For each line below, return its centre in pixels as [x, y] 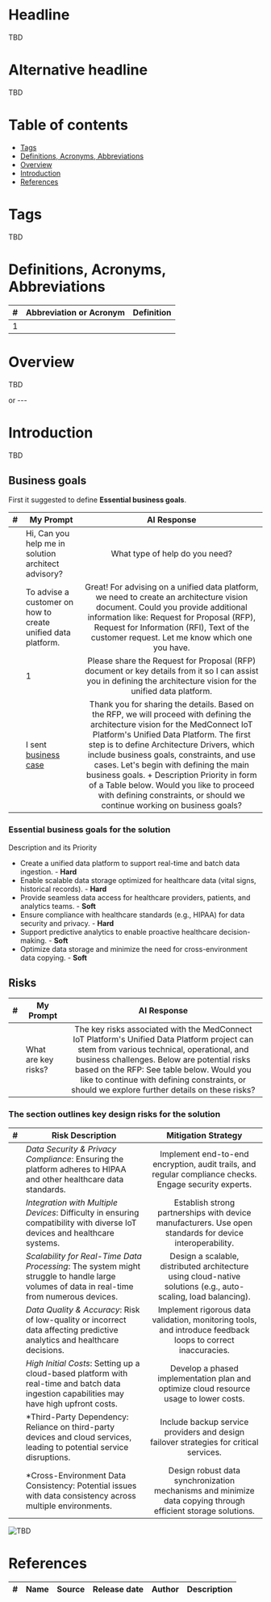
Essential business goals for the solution [90, 830]
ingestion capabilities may [75, 1393]
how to [39, 612]
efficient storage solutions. [204, 1511]
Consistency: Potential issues [81, 1486]
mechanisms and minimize [205, 1490]
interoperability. [204, 1243]
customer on [50, 602]
